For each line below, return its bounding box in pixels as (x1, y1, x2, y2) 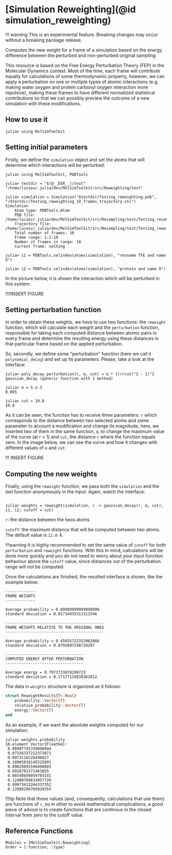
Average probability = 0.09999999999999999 (5, 607, 100, 612)
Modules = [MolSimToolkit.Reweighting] (5, 840, 91, 845)
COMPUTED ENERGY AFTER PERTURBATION (5, 656, 83, 662)
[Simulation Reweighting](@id (5, 4, 136, 15)
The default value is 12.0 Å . (5, 532, 63, 538)
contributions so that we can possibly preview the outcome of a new (5, 95, 150, 101)
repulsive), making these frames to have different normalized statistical (5, 89, 155, 95)
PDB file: (14, 212, 36, 218)
